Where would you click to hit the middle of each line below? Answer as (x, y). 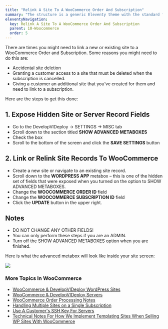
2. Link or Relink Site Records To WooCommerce (82, 158)
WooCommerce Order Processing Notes (54, 300)
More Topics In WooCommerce (43, 278)
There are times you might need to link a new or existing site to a (72, 47)
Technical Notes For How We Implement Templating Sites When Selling (85, 316)
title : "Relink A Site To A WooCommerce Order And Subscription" (74, 10)
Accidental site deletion (36, 68)
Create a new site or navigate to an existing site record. (69, 171)
